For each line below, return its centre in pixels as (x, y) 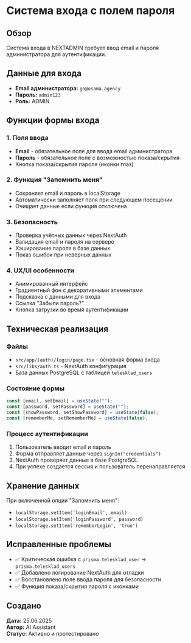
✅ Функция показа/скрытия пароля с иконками (77, 586)
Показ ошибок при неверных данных (63, 255)
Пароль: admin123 (38, 95)
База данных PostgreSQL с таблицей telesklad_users (84, 372)
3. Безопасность (32, 222)
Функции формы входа (53, 121)
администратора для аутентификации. (56, 54)
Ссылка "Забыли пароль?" (50, 303)
